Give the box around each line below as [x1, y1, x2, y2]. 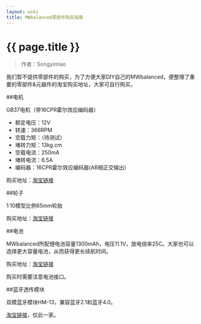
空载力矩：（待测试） [14, 134, 65, 141]
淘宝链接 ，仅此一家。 [6, 311, 59, 319]
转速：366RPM [14, 126, 53, 134]
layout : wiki [6, 8, 39, 15]
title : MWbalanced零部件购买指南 [6, 14, 83, 20]
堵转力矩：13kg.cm [14, 141, 62, 149]
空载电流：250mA [14, 149, 60, 156]
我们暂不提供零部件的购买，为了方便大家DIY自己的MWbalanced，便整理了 [6, 73, 190, 81]
